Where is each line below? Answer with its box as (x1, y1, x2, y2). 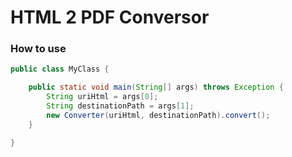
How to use (10, 42, 67, 56)
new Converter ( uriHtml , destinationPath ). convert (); (46, 110, 271, 120)
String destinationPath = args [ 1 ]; (46, 101, 195, 111)
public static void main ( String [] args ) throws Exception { (28, 82, 284, 93)
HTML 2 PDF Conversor (10, 6, 210, 29)
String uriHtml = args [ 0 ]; (46, 92, 159, 102)
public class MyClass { (10, 64, 110, 75)
